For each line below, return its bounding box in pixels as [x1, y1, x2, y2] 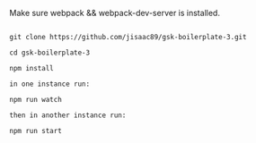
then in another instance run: [9, 111, 127, 120]
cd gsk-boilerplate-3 [9, 48, 91, 57]
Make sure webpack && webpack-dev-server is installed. [9, 8, 220, 18]
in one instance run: [9, 80, 91, 88]
